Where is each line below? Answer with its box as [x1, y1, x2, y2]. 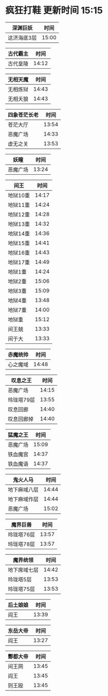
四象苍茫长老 [8, 111, 39, 118]
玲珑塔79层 [8, 396, 35, 403]
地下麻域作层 [8, 495, 39, 502]
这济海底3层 [8, 34, 37, 41]
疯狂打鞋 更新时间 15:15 [5, 5, 103, 16]
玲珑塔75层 [8, 585, 35, 593]
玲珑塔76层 [8, 531, 35, 538]
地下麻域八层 [8, 486, 39, 493]
